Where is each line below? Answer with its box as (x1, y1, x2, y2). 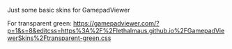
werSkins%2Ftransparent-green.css (7, 34, 111, 42)
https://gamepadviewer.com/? (72, 19, 160, 27)
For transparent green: (7, 19, 72, 27)
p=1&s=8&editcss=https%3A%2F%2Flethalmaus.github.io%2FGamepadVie (7, 27, 225, 35)
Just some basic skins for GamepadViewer (7, 6, 130, 14)
